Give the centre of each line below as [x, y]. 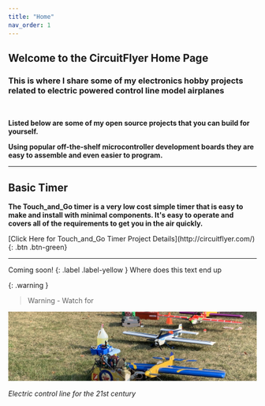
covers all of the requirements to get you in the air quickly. [106, 223]
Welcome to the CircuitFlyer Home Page [108, 58]
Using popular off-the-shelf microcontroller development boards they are [131, 147]
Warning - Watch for [61, 300]
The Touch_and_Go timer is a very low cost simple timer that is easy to [126, 207]
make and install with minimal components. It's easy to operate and [121, 215]
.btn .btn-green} [41, 247]
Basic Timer [38, 187]
